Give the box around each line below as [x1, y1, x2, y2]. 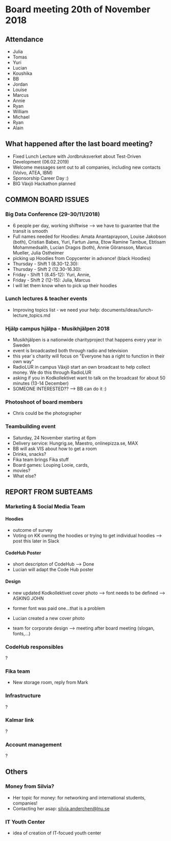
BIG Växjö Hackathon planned [12, 181, 76, 187]
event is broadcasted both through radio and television [12, 348, 128, 354]
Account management [5, 741, 62, 748]
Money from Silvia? [5, 783, 55, 790]
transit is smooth [12, 228, 48, 234]
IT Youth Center [5, 818, 45, 825]
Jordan [12, 81, 28, 87]
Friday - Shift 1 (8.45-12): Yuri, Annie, [12, 271, 91, 277]
